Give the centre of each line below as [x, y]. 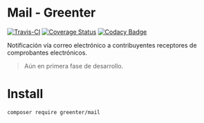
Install [25, 94]
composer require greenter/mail [54, 112]
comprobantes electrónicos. [47, 53]
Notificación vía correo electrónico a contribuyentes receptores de [102, 45]
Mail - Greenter [52, 13]
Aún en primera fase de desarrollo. [74, 66]
